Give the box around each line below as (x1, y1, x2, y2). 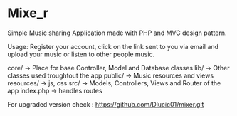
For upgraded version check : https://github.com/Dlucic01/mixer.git (7, 100, 204, 108)
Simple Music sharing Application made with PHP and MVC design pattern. (7, 28, 227, 37)
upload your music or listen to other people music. (7, 50, 155, 58)
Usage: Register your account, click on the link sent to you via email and (7, 42, 219, 51)
